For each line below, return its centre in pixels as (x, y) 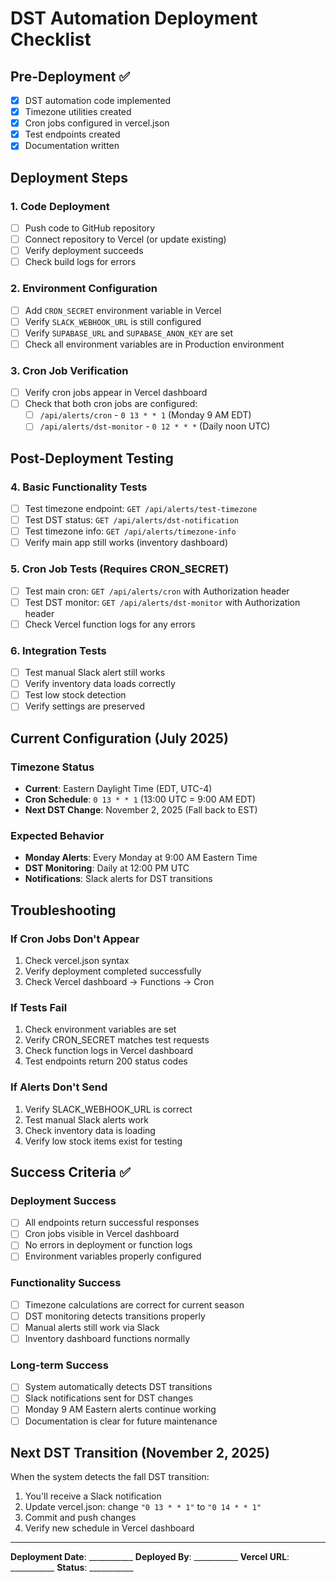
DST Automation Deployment (134, 18)
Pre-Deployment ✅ (70, 76)
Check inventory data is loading (90, 1130)
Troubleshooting (63, 910)
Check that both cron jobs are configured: (111, 404)
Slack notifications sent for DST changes (109, 1398)
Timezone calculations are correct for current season (134, 1304)
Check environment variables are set (100, 1029)
